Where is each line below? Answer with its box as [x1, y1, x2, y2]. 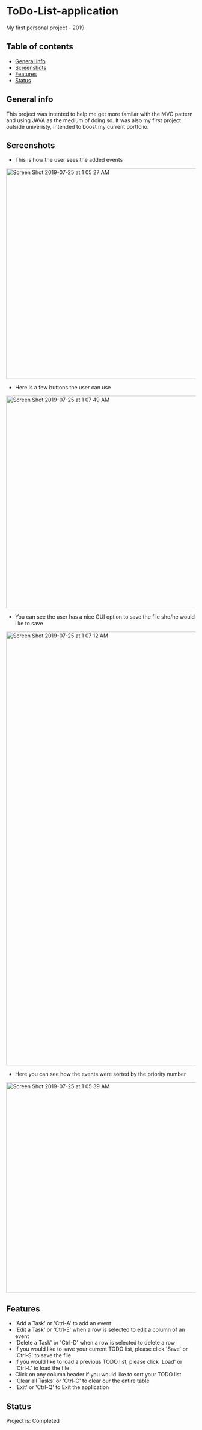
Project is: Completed [6, 1417, 60, 1424]
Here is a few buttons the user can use [14, 384, 111, 391]
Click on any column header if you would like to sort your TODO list [14, 1371, 182, 1378]
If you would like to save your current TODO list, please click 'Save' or [14, 1345, 188, 1352]
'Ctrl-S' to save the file [14, 1352, 71, 1359]
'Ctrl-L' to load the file [14, 1364, 70, 1372]
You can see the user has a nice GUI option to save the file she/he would [14, 613, 195, 621]
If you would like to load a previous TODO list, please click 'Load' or [14, 1358, 183, 1366]
